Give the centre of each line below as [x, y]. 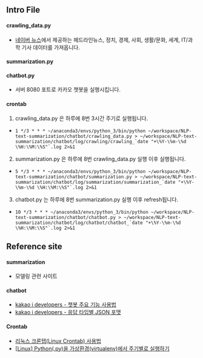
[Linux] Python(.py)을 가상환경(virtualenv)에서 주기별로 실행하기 [92, 348]
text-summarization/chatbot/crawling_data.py [73, 136]
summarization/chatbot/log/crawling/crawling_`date [82, 141]
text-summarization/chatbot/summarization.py [73, 177]
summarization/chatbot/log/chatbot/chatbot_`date [79, 223]
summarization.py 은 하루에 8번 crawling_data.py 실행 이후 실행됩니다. [100, 159]
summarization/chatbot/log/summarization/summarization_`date [95, 182]
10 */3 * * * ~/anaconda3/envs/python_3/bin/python [82, 212]
